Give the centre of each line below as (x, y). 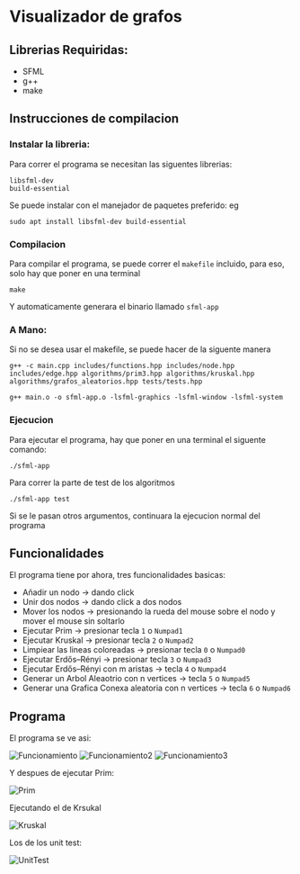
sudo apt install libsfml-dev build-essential (98, 221)
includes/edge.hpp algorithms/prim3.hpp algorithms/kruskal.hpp (132, 374)
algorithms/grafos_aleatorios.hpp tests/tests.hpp (106, 382)
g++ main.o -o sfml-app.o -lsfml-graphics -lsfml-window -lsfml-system (146, 398)
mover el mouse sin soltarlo (74, 621)
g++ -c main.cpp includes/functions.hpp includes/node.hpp (122, 366)
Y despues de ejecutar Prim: (62, 773)
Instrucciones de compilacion (94, 119)
